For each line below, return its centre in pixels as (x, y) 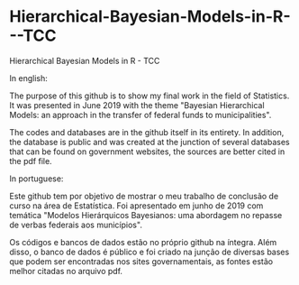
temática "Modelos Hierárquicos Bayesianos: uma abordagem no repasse (146, 215)
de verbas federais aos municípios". (76, 225)
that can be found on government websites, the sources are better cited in (147, 152)
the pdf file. (31, 161)
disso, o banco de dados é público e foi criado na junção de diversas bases (149, 252)
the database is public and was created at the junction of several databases (149, 142)
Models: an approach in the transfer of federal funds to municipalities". (140, 115)
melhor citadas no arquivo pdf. (66, 271)
